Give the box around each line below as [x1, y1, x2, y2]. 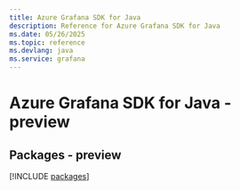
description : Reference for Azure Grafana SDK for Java [9, 21, 220, 30]
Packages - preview [9, 147, 122, 162]
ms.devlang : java [9, 46, 74, 55]
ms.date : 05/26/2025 [9, 29, 86, 38]
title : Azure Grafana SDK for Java [9, 12, 141, 22]
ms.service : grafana [9, 54, 86, 63]
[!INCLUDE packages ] [9, 171, 90, 181]
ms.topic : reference [9, 37, 86, 47]
